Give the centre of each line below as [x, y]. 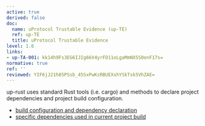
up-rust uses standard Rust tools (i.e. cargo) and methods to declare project [103, 92]
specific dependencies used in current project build [80, 117]
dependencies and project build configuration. [65, 98]
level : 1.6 [20, 46]
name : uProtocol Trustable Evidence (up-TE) [70, 29]
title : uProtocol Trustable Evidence [60, 40]
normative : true [27, 63]
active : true [23, 12]
